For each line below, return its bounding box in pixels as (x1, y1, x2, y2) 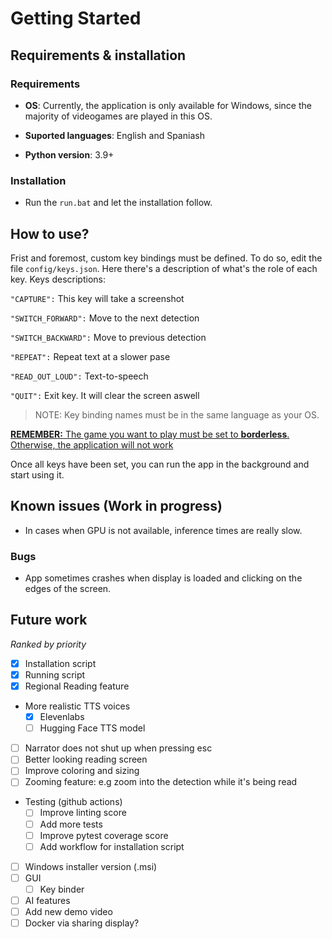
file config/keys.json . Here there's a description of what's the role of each (10, 262, 318, 274)
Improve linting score (39, 807, 127, 819)
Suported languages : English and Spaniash (24, 129, 205, 141)
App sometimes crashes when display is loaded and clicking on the (24, 572, 303, 584)
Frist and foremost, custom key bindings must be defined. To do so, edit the (10, 252, 323, 264)
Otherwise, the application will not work (10, 438, 174, 451)
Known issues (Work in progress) (10, 498, 223, 515)
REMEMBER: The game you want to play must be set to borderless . (10, 428, 290, 440)
